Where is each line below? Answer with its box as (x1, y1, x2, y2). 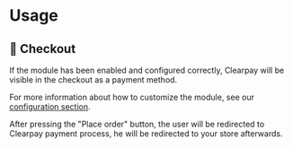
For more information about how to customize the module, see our (9, 91, 254, 102)
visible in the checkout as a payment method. (9, 74, 178, 85)
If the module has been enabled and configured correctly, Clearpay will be (9, 65, 285, 75)
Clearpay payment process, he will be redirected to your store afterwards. (9, 128, 283, 139)
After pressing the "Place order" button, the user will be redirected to (9, 118, 265, 129)
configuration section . (9, 101, 92, 112)
